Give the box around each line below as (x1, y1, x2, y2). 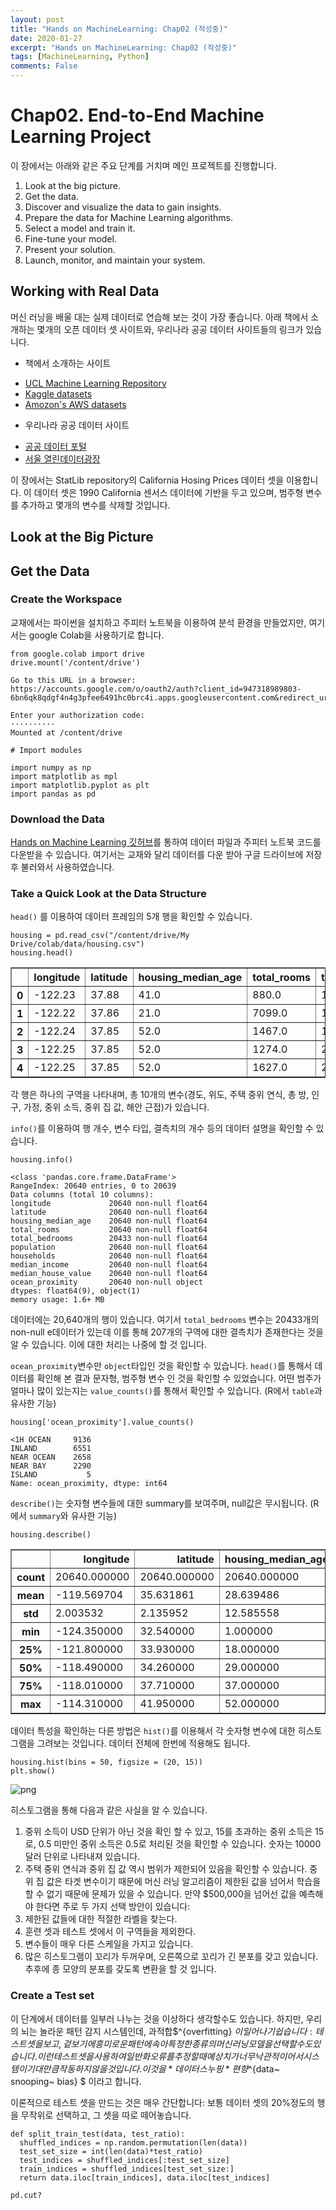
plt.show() (10, 1766, 56, 1776)
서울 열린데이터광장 (24, 452, 101, 465)
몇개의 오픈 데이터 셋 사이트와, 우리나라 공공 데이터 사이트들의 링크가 (36, 323, 304, 335)
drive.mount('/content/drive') (10, 657, 141, 668)
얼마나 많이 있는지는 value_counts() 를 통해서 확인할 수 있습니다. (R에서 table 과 (10, 1385, 323, 1397)
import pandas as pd (10, 789, 97, 799)
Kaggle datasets (24, 387, 93, 400)
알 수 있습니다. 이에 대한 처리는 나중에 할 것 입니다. (10, 1339, 207, 1351)
